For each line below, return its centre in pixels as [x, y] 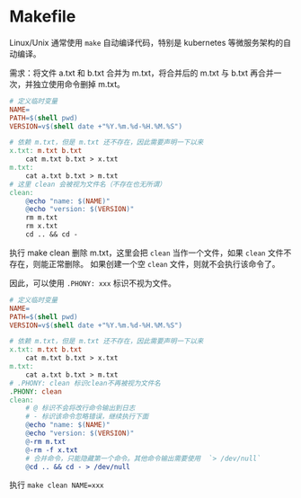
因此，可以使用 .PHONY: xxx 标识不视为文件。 [93, 283]
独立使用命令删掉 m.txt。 [79, 84]
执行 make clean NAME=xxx [57, 485]
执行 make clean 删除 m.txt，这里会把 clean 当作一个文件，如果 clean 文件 [146, 253]
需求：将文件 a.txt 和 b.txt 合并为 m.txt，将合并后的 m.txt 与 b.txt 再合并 [142, 73]
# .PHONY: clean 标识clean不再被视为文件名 [85, 383]
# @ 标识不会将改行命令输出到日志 [80, 408]
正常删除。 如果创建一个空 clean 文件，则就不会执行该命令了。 [164, 263]
